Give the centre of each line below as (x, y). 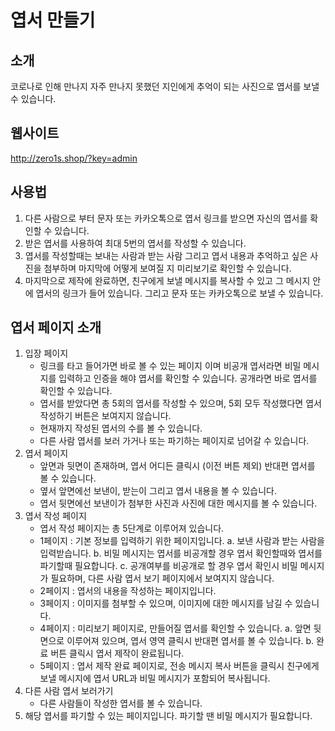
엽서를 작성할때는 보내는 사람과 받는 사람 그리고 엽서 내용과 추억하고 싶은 (166, 255)
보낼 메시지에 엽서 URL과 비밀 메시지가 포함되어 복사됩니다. (155, 678)
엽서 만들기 (53, 20)
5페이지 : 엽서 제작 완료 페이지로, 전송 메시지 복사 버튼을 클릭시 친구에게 (179, 666)
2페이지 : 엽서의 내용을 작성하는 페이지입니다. (128, 591)
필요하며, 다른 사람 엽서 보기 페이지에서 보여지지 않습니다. (162, 578)
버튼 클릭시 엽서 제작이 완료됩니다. (117, 653)
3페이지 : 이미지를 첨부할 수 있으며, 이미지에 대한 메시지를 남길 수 (166, 603)
